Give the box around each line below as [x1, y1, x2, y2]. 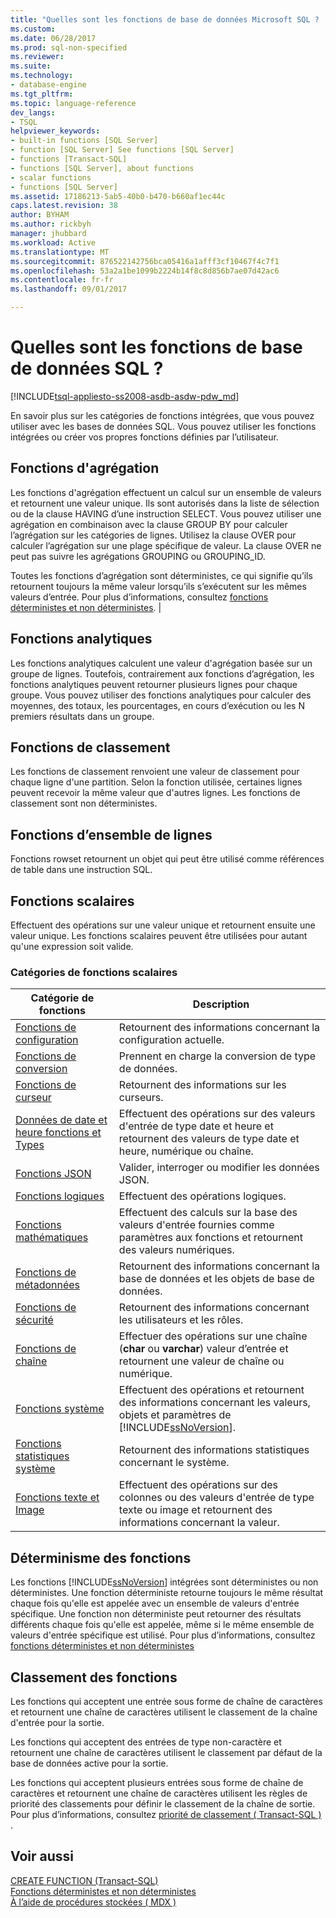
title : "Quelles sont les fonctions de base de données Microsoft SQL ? [10, 14, 320, 25]
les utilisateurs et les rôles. [118, 1313, 244, 1327]
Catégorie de [30, 991, 95, 1005]
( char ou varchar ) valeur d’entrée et [118, 1342, 289, 1356]
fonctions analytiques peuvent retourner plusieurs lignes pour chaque [10, 678, 298, 690]
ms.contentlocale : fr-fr [10, 275, 114, 285]
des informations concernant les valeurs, [118, 1396, 311, 1410]
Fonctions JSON [15, 1167, 92, 1181]
